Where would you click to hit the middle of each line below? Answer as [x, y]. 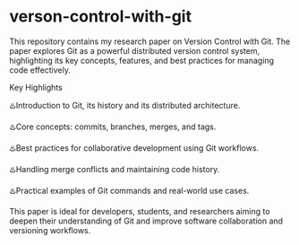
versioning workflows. [50, 230]
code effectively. [40, 70]
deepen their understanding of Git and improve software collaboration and [146, 221]
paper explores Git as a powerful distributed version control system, [135, 50]
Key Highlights [36, 87]
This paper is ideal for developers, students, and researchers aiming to [140, 211]
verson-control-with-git [101, 17]
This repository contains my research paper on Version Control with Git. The [150, 41]
